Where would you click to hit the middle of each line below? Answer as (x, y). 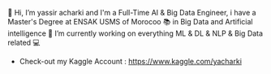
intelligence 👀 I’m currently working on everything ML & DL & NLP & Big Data (135, 33)
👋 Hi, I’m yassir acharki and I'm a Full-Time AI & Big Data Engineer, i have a (132, 13)
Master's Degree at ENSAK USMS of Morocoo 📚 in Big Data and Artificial (130, 22)
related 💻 (24, 42)
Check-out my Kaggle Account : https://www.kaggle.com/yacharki (131, 61)
